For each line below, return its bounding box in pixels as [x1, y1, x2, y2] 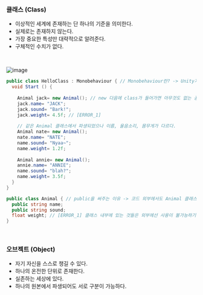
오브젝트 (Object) [6, 246, 56, 254]
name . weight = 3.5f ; [17, 174, 66, 180]
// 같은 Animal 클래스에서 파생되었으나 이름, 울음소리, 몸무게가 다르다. [17, 123, 176, 129]
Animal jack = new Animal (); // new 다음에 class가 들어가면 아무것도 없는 [17, 95, 192, 101]
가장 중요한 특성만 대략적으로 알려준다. [14, 35, 106, 43]
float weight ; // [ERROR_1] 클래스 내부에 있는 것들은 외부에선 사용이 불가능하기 [11, 212, 196, 218]
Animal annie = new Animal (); [17, 157, 91, 163]
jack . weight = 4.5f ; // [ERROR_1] [17, 112, 101, 118]
